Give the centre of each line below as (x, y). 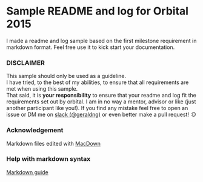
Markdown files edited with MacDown (54, 143)
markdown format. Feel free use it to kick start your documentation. (91, 47)
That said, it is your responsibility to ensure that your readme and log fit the (101, 96)
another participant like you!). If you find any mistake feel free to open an (97, 108)
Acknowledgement (35, 130)
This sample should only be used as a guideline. (66, 76)
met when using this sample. (42, 89)
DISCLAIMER (26, 63)
